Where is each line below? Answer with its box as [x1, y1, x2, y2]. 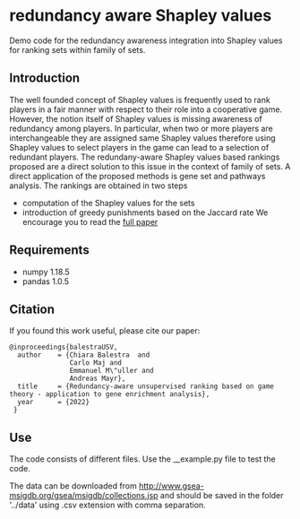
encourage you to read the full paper [21, 216, 159, 227]
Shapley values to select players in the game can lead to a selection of [9, 142, 270, 152]
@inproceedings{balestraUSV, [9, 342, 118, 352]
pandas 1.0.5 [21, 275, 70, 287]
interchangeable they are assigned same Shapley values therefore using [9, 132, 276, 143]
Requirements [9, 243, 90, 258]
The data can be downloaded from [9, 480, 137, 491]
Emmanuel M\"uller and [69, 367, 154, 376]
